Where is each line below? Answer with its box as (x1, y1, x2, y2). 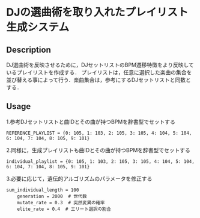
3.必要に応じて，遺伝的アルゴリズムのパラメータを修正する (6, 175, 153, 182)
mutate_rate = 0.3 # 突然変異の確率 (17, 199, 105, 205)
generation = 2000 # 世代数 (17, 193, 87, 199)
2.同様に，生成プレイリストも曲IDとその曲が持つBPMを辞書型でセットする (6, 146, 191, 153)
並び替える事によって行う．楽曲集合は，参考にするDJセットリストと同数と (6, 76, 191, 83)
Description (6, 44, 51, 54)
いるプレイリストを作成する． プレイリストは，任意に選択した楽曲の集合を (6, 69, 192, 75)
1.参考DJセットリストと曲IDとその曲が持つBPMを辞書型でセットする (6, 118, 176, 125)
